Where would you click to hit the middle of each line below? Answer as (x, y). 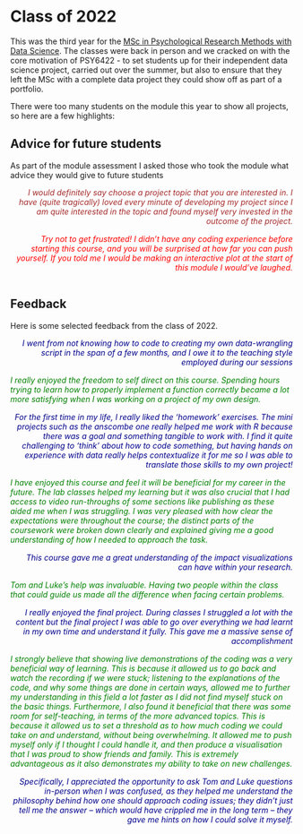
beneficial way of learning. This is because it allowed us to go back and (143, 668)
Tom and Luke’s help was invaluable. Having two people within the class (144, 585)
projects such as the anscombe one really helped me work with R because (155, 426)
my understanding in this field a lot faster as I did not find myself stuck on (147, 697)
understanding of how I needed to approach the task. (109, 539)
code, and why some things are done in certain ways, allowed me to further (150, 687)
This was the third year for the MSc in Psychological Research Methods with (151, 41)
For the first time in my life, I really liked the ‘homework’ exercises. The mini (154, 417)
